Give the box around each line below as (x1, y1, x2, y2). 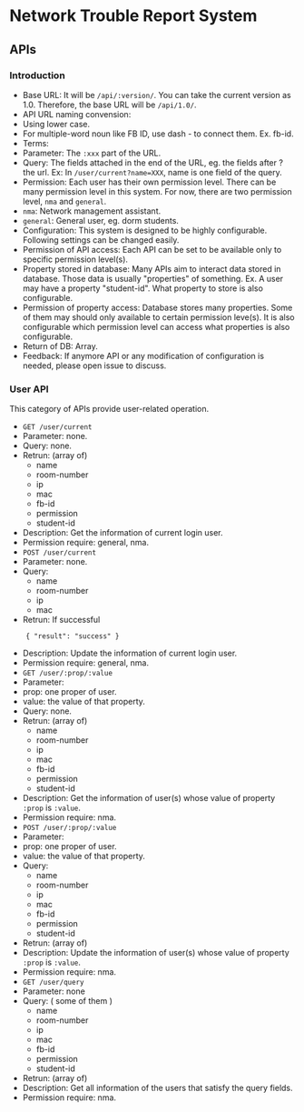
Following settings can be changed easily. (22, 234, 180, 245)
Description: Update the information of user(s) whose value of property (22, 947, 290, 958)
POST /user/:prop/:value (22, 824, 117, 833)
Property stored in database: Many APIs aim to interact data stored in (22, 263, 281, 274)
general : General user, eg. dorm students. (22, 215, 180, 225)
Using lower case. (22, 118, 91, 129)
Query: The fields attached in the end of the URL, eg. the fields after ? (22, 156, 284, 168)
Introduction (9, 69, 65, 82)
